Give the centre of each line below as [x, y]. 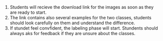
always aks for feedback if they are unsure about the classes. [73, 33]
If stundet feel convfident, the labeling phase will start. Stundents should [84, 28]
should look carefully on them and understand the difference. [72, 23]
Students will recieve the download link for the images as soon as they [81, 7]
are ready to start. [28, 12]
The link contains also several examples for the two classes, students [81, 18]
